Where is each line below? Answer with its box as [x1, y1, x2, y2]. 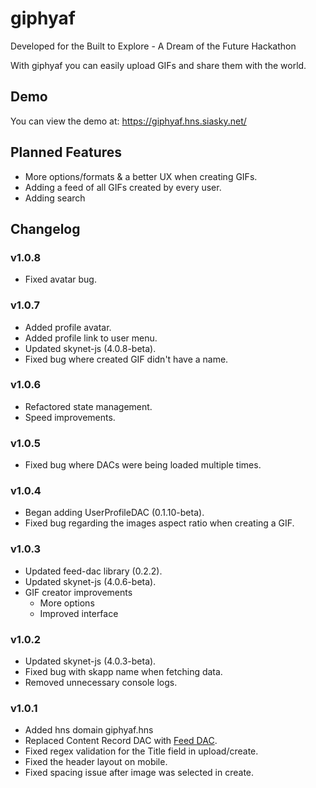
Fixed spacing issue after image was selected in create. [24, 767, 255, 779]
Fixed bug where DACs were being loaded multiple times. [24, 459, 262, 471]
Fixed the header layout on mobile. [24, 756, 168, 768]
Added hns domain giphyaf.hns [24, 724, 154, 736]
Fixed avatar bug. [24, 273, 97, 286]
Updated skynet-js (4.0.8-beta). [24, 342, 157, 354]
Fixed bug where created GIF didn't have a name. [24, 353, 229, 365]
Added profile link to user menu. [24, 332, 158, 344]
